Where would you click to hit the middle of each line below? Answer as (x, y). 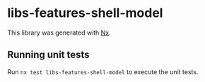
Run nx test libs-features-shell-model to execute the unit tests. (103, 71)
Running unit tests (48, 55)
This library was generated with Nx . (59, 33)
